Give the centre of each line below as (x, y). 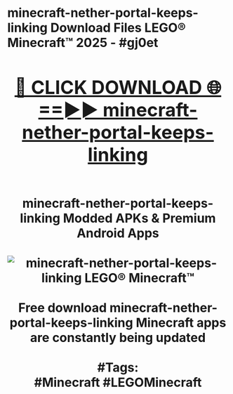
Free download (63, 308)
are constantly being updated (118, 337)
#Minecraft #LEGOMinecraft (118, 382)
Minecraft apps (181, 323)
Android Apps (118, 233)
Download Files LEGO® (118, 28)
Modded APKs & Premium (139, 218)
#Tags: (118, 367)
